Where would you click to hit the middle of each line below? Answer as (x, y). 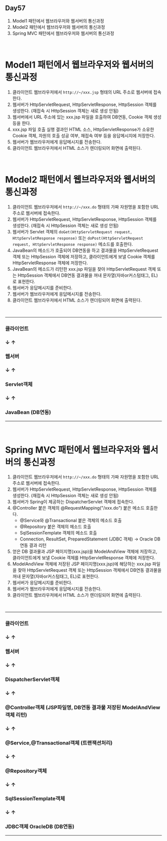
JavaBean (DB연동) (28, 413)
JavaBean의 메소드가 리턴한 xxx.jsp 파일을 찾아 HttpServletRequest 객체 (84, 269)
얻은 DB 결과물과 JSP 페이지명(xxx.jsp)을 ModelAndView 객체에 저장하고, (85, 551)
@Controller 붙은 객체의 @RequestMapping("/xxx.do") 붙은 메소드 (79, 508)
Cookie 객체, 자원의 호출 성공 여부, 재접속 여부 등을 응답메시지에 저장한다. (84, 135)
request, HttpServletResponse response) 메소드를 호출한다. (73, 244)
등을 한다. (22, 123)
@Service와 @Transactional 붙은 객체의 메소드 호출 (71, 521)
